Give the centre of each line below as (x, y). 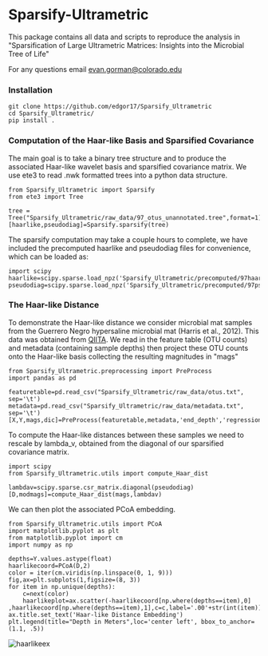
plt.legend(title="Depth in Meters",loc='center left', (103, 622)
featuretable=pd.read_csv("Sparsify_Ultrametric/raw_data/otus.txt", (126, 392)
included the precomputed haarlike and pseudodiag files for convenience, (130, 248)
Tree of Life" (29, 54)
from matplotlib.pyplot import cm (66, 538)
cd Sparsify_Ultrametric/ (51, 113)
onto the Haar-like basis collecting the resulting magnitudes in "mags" (123, 356)
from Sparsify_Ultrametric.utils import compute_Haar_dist (108, 473)
